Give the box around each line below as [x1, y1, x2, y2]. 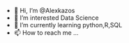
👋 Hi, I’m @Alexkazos [13, 7, 75, 14]
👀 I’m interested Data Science [13, 14, 99, 22]
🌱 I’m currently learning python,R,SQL [13, 21, 123, 29]
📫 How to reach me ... [13, 29, 79, 37]
